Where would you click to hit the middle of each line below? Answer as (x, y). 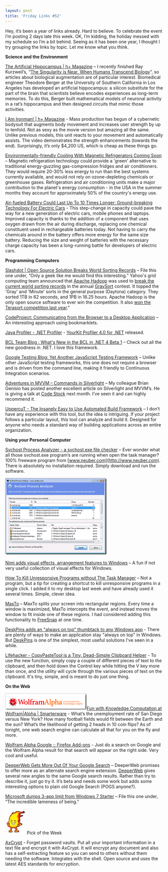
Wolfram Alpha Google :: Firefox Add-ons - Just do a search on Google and (83, 745)
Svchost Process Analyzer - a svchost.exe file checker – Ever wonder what (83, 450)
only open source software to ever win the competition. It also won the (78, 302)
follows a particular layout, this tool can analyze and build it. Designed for (81, 419)
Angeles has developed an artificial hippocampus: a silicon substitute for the (84, 88)
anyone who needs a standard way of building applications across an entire (83, 424)
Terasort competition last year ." (38, 307)
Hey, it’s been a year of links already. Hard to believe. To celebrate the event (84, 31)
